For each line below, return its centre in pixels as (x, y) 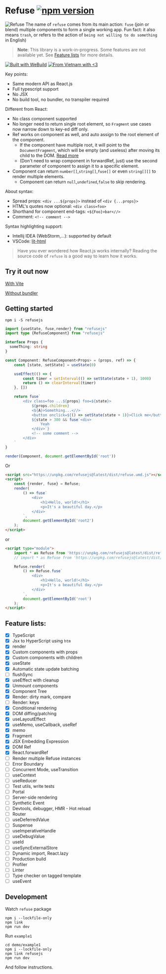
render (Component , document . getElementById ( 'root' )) (61, 456)
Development (26, 897)
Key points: (17, 74)
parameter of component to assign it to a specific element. (79, 166)
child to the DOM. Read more (49, 155)
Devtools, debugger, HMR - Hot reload (51, 809)
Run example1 (19, 936)
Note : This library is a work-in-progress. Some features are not (81, 49)
